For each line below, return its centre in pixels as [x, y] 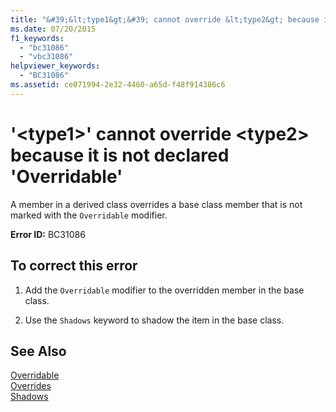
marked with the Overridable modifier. [89, 215]
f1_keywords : [37, 38]
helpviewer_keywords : [55, 66]
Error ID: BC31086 [48, 234]
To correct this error [74, 266]
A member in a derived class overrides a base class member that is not [156, 204]
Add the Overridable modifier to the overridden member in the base [164, 290]
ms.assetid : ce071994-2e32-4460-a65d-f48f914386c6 [118, 85]
